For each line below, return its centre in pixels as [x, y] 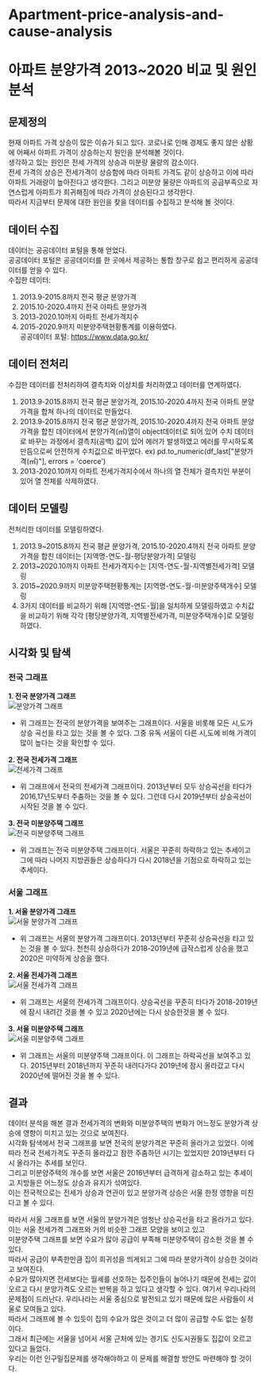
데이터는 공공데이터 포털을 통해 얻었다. [67, 250]
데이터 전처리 [39, 364]
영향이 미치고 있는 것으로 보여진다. [76, 1133]
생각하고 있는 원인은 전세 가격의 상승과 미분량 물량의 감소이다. [104, 162]
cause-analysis [60, 31]
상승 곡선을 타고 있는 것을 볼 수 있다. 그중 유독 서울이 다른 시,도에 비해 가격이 [138, 733]
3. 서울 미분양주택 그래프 [46, 1028]
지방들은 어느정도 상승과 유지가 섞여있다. [79, 1183]
